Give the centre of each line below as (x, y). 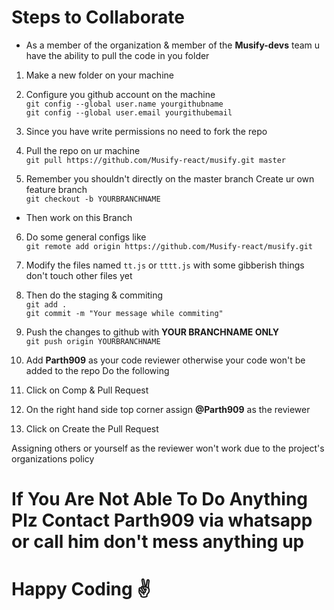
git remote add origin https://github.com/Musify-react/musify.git (169, 246)
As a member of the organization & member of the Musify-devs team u (173, 45)
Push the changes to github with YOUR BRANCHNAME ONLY (152, 332)
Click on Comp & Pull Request (87, 390)
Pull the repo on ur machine (83, 150)
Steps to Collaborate (98, 17)
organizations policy (53, 458)
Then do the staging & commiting (94, 295)
